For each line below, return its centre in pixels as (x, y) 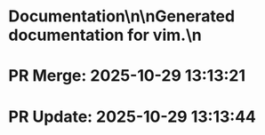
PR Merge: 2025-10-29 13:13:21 (127, 76)
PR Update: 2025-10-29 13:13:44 (132, 116)
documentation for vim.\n (105, 35)
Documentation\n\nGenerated (122, 16)
